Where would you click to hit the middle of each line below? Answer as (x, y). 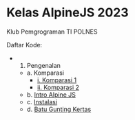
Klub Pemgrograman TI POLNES (52, 32)
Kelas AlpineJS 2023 (67, 13)
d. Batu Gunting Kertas (59, 109)
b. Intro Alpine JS (51, 95)
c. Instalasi (42, 101)
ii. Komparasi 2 (58, 87)
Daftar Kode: (24, 45)
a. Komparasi (45, 73)
